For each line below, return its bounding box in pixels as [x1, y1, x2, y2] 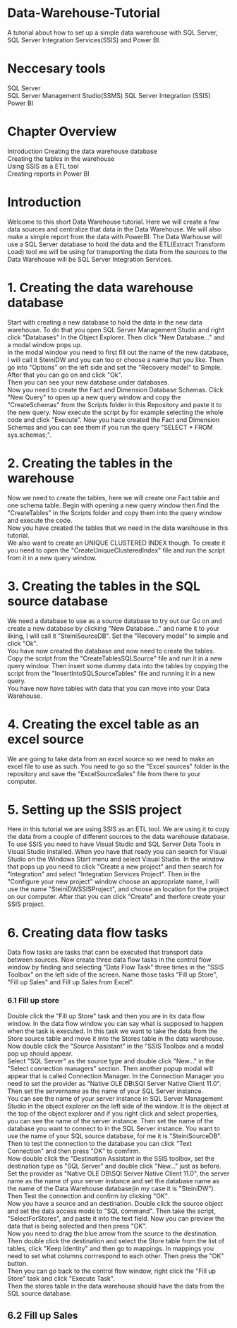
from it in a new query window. [7, 553, 97, 562]
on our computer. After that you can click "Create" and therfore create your [7, 893, 226, 901]
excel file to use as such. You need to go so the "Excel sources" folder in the [7, 762, 229, 771]
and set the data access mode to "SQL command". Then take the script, [7, 1207, 217, 1215]
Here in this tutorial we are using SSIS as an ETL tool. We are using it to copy [7, 825, 230, 833]
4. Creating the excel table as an [7, 716, 200, 732]
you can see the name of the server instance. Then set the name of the [7, 1116, 214, 1125]
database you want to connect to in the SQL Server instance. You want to [7, 1124, 221, 1133]
